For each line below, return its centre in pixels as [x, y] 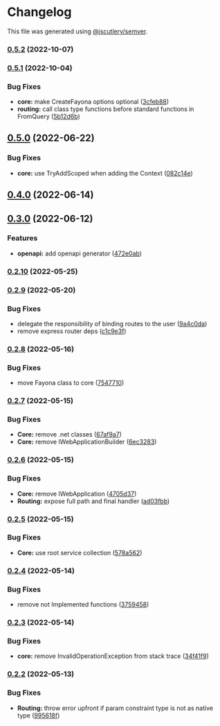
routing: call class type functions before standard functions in [106, 109]
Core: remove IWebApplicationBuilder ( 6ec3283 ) [87, 442]
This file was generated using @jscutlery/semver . [77, 31]
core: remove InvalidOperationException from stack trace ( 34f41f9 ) [113, 656]
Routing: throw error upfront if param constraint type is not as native [115, 708]
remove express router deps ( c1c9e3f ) [72, 331]
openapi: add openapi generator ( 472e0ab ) [80, 253]
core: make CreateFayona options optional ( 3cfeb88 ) [93, 102]
